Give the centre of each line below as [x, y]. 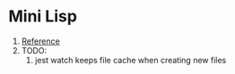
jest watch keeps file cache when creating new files [131, 60]
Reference [40, 41]
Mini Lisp [43, 16]
